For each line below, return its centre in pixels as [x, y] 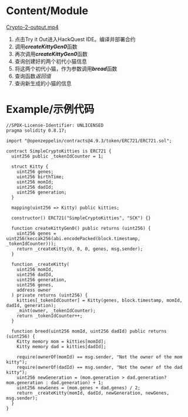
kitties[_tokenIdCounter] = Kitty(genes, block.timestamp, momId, [100, 300]
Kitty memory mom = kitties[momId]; [62, 341]
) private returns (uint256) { [50, 295]
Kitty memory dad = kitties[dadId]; [62, 346]
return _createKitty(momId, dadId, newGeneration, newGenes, [93, 393]
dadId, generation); [31, 305]
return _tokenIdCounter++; [50, 316]
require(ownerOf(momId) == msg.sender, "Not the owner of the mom [100, 357]
